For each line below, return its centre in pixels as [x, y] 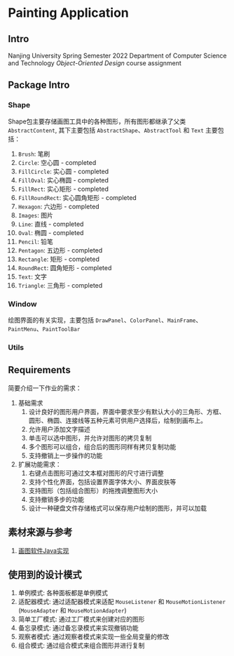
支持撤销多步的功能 [56, 499]
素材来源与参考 [40, 532]
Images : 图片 [35, 215]
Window [22, 304]
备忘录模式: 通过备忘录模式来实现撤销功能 [78, 628]
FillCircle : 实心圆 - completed [63, 171]
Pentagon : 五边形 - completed [60, 250]
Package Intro [39, 85]
